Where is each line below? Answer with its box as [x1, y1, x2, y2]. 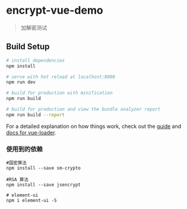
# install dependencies [6, 57, 65, 63]
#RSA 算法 [6, 177, 28, 183]
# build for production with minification [6, 90, 113, 96]
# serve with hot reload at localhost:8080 [6, 74, 116, 80]
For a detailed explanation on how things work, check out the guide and [6, 123, 182, 130]
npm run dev [6, 79, 36, 85]
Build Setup [6, 42, 50, 52]
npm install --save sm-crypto [6, 165, 81, 171]
